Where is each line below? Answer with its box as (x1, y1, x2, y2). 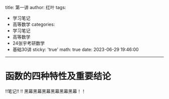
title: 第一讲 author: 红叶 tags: (5, 5, 66, 10)
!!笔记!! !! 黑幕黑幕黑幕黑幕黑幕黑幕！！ (5, 88, 87, 94)
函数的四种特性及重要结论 (5, 71, 112, 82)
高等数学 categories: (12, 22, 55, 27)
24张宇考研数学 (12, 40, 45, 46)
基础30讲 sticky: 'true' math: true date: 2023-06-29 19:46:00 (12, 47, 139, 52)
